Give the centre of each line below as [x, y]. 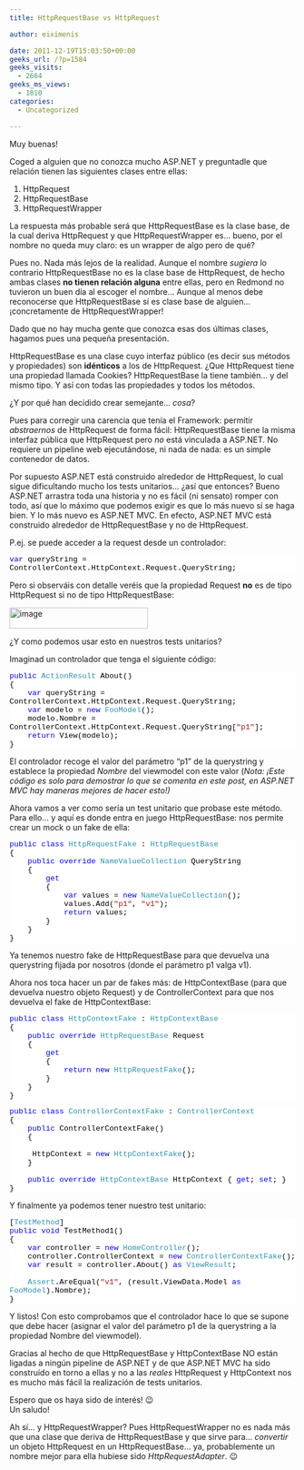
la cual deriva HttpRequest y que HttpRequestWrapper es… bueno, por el [146, 235]
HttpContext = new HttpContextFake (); [113, 1154]
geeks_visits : [36, 68]
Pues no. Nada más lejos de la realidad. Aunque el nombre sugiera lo [138, 262]
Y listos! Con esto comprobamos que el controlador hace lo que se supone [149, 1316]
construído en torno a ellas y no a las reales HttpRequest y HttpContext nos [151, 1372]
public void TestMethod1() [66, 1230]
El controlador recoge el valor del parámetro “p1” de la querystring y [137, 761]
